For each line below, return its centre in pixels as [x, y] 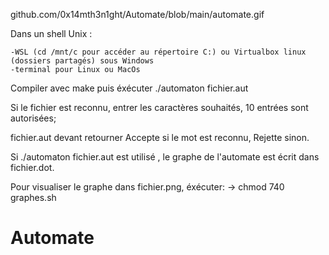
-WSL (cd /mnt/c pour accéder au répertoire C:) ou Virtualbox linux [158, 52]
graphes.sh [33, 197]
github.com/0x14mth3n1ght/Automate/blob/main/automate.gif [137, 14]
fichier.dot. [32, 167]
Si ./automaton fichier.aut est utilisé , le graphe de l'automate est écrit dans [165, 157]
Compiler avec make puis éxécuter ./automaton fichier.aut [129, 88]
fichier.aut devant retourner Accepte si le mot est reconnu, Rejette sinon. [160, 137]
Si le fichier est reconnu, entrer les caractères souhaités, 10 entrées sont [159, 107]
